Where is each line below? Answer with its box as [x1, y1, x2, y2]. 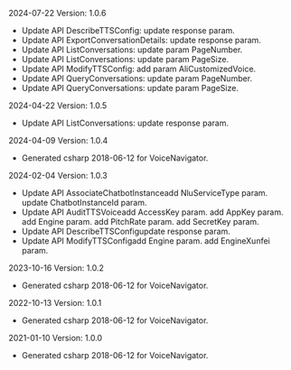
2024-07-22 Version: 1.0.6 [8, 8, 107, 18]
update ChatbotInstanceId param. [21, 198, 147, 208]
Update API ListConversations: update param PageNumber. [21, 44, 243, 55]
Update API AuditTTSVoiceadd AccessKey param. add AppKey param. [21, 207, 284, 217]
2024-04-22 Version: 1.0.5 [8, 100, 108, 111]
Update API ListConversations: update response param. [21, 117, 230, 128]
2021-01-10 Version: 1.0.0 [8, 333, 103, 343]
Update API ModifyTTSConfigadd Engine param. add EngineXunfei [21, 236, 270, 246]
